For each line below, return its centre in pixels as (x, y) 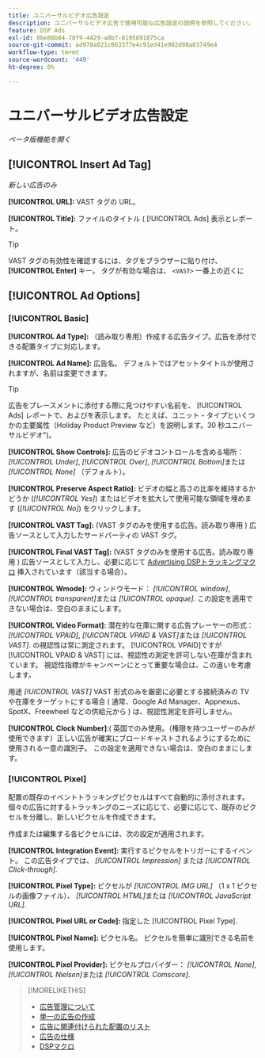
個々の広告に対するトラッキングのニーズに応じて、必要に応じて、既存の (125, 807)
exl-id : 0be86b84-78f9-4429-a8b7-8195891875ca (86, 38)
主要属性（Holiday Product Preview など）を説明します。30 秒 (123, 426)
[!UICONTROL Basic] (49, 318)
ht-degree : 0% (32, 67)
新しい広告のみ (32, 185)
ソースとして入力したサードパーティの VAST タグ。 (98, 535)
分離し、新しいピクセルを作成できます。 (95, 817)
